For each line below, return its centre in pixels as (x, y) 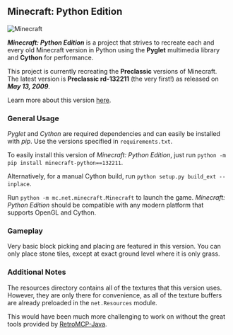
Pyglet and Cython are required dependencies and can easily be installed (114, 134)
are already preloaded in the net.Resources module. (82, 302)
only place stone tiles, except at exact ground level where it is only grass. (114, 254)
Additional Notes (37, 272)
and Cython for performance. (50, 57)
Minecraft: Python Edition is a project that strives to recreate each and (111, 42)
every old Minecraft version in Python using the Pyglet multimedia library (114, 50)
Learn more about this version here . (59, 100)
